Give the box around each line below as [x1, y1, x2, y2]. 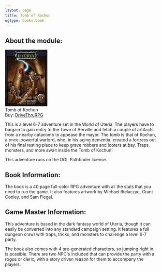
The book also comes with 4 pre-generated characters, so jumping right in [5, 246, 154, 252]
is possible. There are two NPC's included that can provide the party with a [5, 251, 155, 257]
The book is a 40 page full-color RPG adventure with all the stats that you [5, 184, 151, 189]
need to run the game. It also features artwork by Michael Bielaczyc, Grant [5, 189, 153, 194]
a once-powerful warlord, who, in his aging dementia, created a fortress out [5, 137, 156, 143]
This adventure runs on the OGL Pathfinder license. [5, 157, 107, 163]
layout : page [5, 8, 31, 13]
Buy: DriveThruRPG [5, 112, 44, 118]
